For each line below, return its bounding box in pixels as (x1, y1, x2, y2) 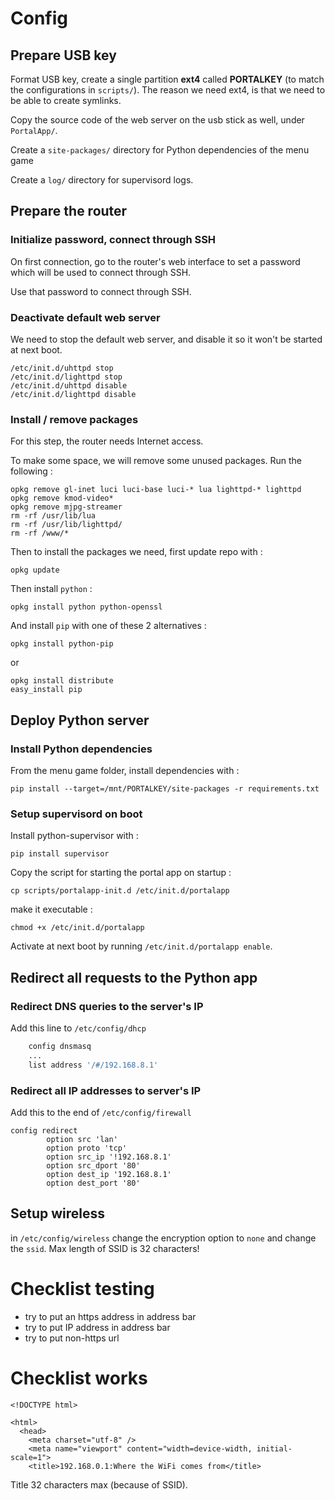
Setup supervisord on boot (10, 807, 143, 821)
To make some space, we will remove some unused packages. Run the (10, 455, 303, 467)
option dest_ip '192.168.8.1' (46, 1169, 172, 1179)
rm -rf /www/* (10, 528, 70, 539)
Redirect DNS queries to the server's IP (10, 999, 204, 1013)
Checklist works (10, 1367, 148, 1389)
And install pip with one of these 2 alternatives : (10, 620, 207, 632)
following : (10, 465, 53, 477)
